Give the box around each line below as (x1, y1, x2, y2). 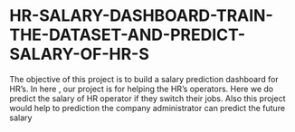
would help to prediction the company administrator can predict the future (9, 102, 286, 113)
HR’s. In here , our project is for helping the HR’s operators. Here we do (9, 83, 274, 94)
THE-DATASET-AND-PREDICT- (9, 24, 246, 45)
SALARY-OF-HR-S (9, 44, 149, 64)
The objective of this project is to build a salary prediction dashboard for (9, 73, 279, 84)
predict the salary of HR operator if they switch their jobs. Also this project (9, 92, 286, 104)
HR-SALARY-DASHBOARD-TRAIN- (9, 5, 273, 26)
